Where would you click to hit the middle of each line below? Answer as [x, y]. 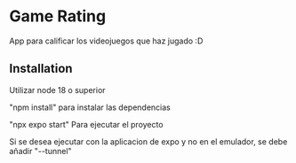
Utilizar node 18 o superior [57, 89]
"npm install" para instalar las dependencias [90, 107]
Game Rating [58, 16]
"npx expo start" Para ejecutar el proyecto [86, 124]
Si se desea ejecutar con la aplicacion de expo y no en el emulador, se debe [148, 141]
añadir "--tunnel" [41, 151]
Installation [41, 69]
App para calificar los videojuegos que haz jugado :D [106, 41]
